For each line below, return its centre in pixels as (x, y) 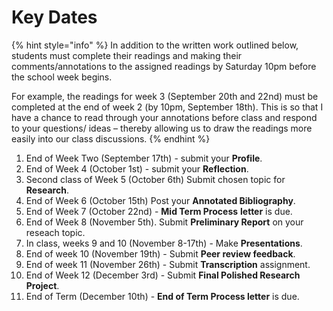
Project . (42, 285)
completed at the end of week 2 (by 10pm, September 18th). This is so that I (167, 107)
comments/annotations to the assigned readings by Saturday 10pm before (164, 66)
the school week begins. (62, 77)
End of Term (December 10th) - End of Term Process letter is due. (162, 296)
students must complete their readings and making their (127, 55)
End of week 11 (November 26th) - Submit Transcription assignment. (168, 264)
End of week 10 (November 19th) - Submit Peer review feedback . (160, 253)
